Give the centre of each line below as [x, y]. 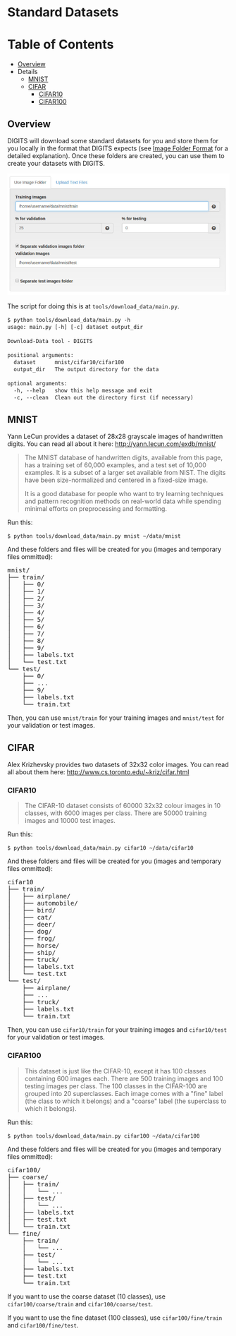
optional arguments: [38, 384]
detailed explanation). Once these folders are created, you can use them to [116, 155]
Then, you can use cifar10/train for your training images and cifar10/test [117, 1030]
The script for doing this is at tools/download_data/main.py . [93, 306]
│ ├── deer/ [32, 925]
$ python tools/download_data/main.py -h [69, 320]
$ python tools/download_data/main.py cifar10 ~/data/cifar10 [100, 848]
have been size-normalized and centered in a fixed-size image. [116, 480]
